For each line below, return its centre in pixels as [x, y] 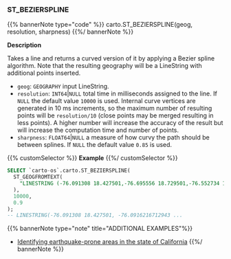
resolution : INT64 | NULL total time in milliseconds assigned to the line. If [117, 93]
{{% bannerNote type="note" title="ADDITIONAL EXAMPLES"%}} [100, 229]
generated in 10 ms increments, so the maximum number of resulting [114, 109]
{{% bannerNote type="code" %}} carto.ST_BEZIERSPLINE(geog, [100, 25]
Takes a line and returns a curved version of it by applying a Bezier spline [111, 58]
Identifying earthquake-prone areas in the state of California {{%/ [110, 242]
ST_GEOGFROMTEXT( [38, 177]
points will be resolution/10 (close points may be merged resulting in [115, 115]
